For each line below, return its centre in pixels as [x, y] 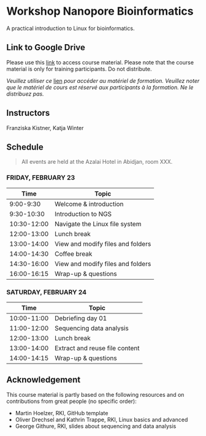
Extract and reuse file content [97, 348]
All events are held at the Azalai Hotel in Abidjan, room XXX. [97, 162]
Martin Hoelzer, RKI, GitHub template [62, 413]
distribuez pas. [25, 94]
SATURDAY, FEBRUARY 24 [47, 292]
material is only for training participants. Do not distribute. [79, 69]
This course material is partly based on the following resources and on [95, 394]
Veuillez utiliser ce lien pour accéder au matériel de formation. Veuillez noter [103, 80]
